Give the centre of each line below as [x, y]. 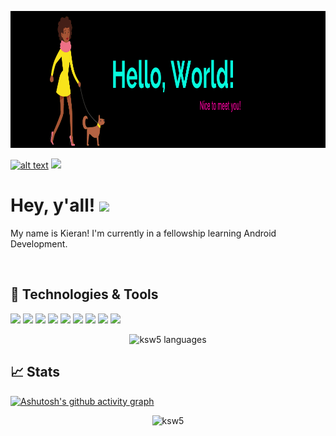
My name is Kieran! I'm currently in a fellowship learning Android [143, 233]
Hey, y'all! [53, 205]
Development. [39, 243]
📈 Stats [35, 372]
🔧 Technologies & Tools [84, 294]
